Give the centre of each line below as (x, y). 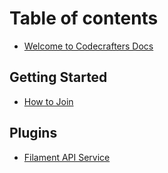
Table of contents (84, 18)
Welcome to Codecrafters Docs (88, 46)
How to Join (48, 101)
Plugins (33, 133)
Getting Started (58, 77)
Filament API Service (67, 157)
